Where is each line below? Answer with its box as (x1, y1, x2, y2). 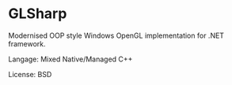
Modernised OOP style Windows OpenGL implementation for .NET (8, 31, 224, 40)
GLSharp (8, 5, 67, 23)
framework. (8, 39, 46, 48)
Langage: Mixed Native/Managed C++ (8, 54, 133, 64)
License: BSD (8, 69, 52, 79)
